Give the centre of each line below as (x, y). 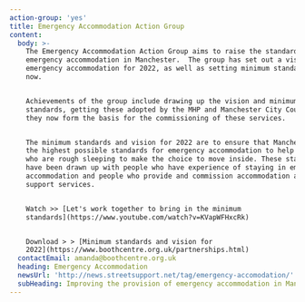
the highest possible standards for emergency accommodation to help (160, 151)
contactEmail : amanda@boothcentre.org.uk (97, 258)
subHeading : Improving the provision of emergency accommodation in (150, 283)
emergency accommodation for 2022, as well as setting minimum (148, 69)
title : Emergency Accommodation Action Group (97, 26)
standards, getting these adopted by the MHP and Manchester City (154, 110)
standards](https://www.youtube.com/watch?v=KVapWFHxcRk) (138, 217)
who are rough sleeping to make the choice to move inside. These (154, 160)
